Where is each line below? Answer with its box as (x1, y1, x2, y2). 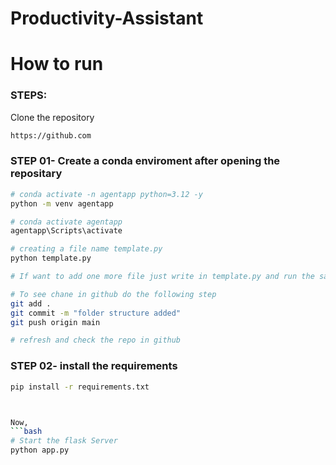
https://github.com (10, 130, 92, 141)
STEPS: (10, 88, 48, 102)
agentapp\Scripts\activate (10, 226, 123, 236)
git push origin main (10, 317, 101, 327)
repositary (10, 167, 63, 181)
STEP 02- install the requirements (10, 359, 178, 373)
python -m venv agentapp (10, 198, 114, 209)
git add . (10, 298, 52, 309)
